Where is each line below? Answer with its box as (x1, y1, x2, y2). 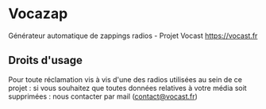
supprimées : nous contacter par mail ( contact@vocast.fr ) (8, 92, 199, 101)
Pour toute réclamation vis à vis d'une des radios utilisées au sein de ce (8, 74, 242, 84)
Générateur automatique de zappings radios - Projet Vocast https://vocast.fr (8, 31, 258, 40)
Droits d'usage (8, 54, 83, 67)
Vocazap (8, 5, 68, 23)
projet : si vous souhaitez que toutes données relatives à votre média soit (8, 83, 248, 92)
